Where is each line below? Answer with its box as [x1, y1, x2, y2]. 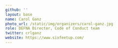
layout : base [5, 12, 33, 17]
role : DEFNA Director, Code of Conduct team [5, 26, 100, 31]
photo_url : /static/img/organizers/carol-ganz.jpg [5, 21, 113, 26]
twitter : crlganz [5, 30, 42, 35]
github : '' [5, 7, 28, 12]
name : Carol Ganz [5, 16, 42, 21]
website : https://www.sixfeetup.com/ [5, 35, 84, 40]
